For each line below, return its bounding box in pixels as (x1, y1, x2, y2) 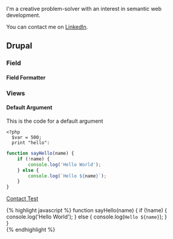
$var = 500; (11, 134, 42, 141)
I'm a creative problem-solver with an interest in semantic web (6, 5, 162, 12)
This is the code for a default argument (6, 117, 103, 125)
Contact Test (6, 195, 38, 202)
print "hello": (11, 140, 50, 146)
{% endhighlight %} (6, 226, 56, 234)
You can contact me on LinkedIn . (6, 24, 88, 30)
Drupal (6, 41, 33, 51)
